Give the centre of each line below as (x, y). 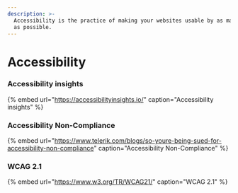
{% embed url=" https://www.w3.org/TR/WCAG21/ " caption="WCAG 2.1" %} (118, 182)
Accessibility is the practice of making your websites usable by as (118, 21)
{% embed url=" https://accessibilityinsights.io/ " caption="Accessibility (110, 99)
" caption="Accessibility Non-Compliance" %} (161, 148)
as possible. (33, 27)
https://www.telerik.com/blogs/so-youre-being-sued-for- (138, 141)
